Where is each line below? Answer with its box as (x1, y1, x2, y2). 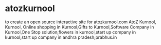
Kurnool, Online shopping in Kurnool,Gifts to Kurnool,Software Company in (5, 24, 154, 30)
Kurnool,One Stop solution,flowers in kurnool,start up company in (5, 29, 136, 35)
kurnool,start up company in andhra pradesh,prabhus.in (5, 34, 117, 40)
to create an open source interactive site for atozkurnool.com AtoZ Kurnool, (5, 19, 157, 25)
